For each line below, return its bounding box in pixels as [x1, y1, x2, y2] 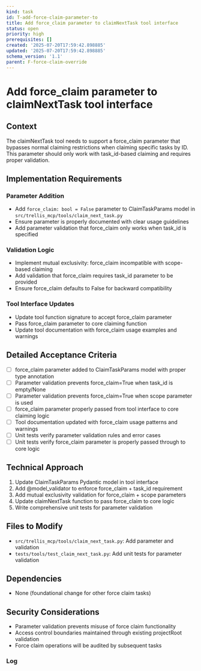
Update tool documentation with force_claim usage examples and [14, 326, 177, 333]
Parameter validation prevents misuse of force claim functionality [14, 623, 176, 630]
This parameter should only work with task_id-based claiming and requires [6, 150, 191, 157]
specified [14, 231, 38, 238]
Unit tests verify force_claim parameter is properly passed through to [14, 438, 186, 446]
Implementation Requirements [6, 173, 122, 183]
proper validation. [6, 157, 50, 164]
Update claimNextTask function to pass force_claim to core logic [14, 497, 175, 504]
